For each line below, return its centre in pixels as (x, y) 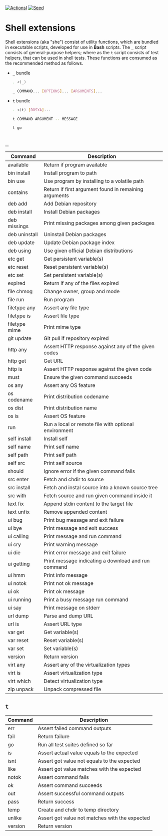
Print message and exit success (81, 528)
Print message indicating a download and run (97, 561)
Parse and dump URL (68, 616)
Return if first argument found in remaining (93, 189)
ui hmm (16, 575)
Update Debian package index (79, 243)
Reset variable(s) (64, 641)
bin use (16, 181)
